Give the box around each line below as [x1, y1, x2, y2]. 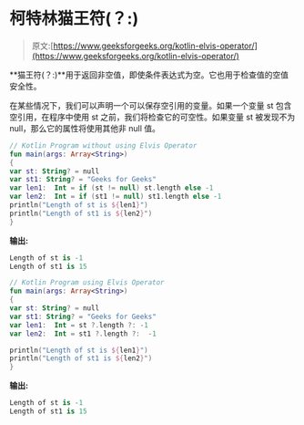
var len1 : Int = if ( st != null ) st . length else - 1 [9, 183, 214, 192]
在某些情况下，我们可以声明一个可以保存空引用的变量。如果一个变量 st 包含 [9, 99, 292, 110]
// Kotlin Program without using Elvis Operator [9, 140, 198, 150]
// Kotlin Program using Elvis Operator [9, 278, 166, 287]
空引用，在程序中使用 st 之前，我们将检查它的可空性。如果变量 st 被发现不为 [9, 111, 296, 122]
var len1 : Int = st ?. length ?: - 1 [9, 320, 148, 329]
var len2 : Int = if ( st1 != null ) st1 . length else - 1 [9, 192, 222, 202]
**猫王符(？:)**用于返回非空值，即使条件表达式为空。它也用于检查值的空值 [9, 69, 289, 80]
